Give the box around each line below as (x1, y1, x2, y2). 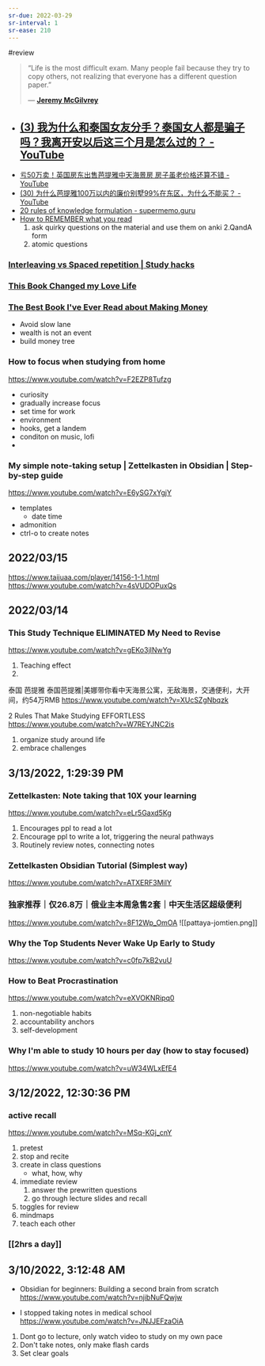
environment (19, 415, 62, 424)
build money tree (19, 337, 75, 346)
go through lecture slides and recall (31, 1193, 148, 1204)
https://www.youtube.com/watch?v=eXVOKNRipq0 (8, 993, 175, 1003)
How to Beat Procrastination (8, 975, 119, 986)
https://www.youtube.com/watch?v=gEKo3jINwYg (8, 645, 172, 655)
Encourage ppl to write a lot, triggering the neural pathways (19, 832, 214, 842)
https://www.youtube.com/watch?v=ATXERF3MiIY (8, 878, 172, 888)
